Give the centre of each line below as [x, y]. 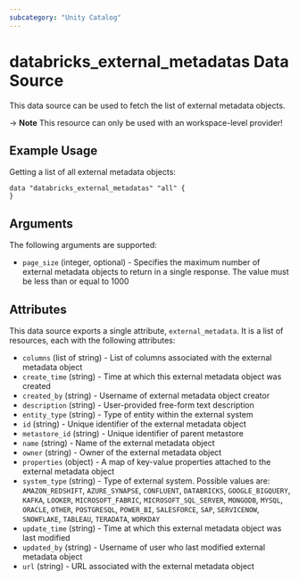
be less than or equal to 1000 [75, 281]
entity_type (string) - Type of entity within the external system [138, 414]
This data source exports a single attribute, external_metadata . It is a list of [146, 331]
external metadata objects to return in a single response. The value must [155, 272]
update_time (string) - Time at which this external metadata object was [152, 528]
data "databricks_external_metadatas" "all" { [97, 188]
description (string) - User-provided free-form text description [138, 405]
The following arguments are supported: [83, 245]
